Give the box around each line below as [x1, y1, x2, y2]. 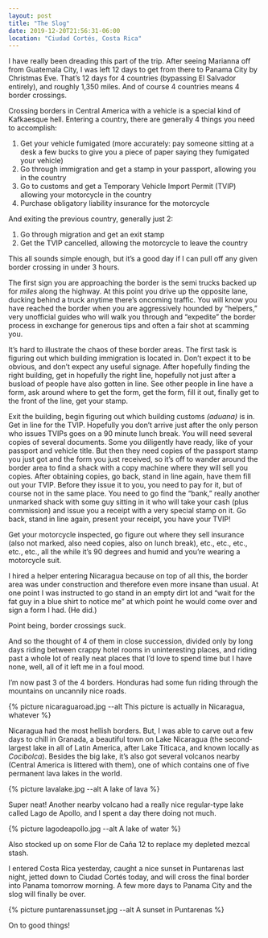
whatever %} [8, 710, 52, 720]
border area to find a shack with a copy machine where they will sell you [8, 463, 248, 473]
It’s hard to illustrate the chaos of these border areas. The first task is [8, 345, 237, 355]
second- [224, 734, 253, 744]
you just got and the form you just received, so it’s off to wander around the [8, 455, 258, 464]
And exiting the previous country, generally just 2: [8, 214, 174, 224]
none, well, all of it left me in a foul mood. [8, 662, 145, 672]
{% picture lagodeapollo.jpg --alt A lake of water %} [8, 824, 181, 833]
